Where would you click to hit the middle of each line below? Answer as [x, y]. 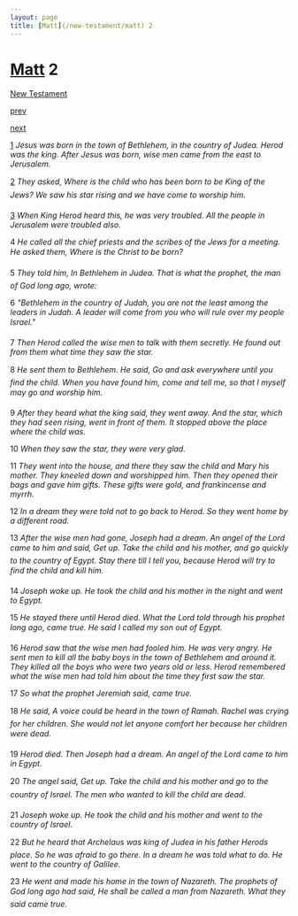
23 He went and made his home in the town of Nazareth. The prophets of [144, 881]
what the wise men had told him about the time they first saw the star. [138, 676]
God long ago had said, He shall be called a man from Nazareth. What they [148, 891]
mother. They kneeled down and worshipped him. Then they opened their [144, 475]
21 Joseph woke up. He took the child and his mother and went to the [137, 815]
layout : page [34, 17]
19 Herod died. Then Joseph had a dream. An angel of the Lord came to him [149, 754]
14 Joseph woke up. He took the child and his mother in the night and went [147, 591]
